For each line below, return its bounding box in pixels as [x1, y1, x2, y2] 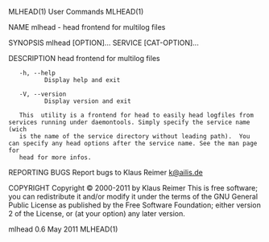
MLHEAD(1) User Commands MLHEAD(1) [8, 7, 144, 16]
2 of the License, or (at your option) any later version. [8, 209, 185, 218]
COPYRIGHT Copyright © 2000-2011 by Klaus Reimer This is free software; [8, 183, 258, 192]
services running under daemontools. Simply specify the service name [8, 118, 250, 126]
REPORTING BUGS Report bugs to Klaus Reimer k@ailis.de [8, 168, 203, 177]
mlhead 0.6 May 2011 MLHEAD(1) [8, 224, 118, 234]
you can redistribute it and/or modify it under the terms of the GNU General [8, 192, 259, 201]
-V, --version [19, 90, 67, 98]
